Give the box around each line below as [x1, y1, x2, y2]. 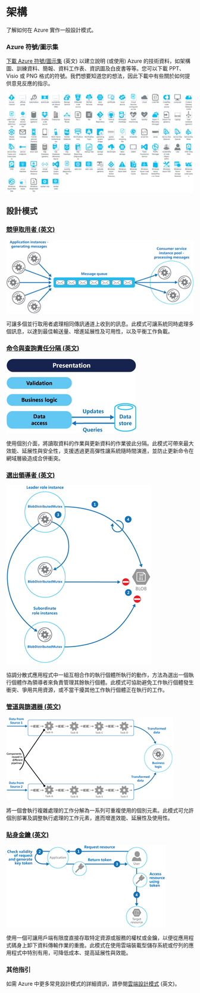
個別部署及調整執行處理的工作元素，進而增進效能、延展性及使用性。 [6, 814, 173, 822]
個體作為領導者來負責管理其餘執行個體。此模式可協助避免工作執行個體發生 [11, 679, 194, 686]
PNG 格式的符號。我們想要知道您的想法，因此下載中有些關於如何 [26, 72, 185, 79]
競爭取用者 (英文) [6, 225, 55, 234]
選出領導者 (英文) [6, 471, 55, 480]
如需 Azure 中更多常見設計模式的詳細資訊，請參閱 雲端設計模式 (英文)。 [6, 980, 180, 988]
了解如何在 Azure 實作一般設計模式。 [6, 26, 97, 33]
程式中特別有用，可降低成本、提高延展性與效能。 [11, 949, 132, 957]
